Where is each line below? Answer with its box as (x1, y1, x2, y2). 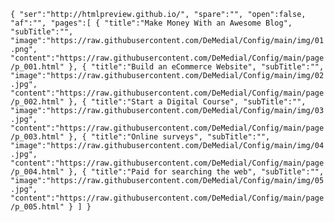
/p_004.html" (10, 167, 65, 177)
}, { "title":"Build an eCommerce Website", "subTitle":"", (68, 62, 325, 72)
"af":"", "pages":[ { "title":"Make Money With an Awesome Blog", (10, 18, 293, 28)
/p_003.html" (10, 132, 65, 142)
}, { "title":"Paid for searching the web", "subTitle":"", (68, 167, 325, 177)
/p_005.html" (10, 202, 65, 212)
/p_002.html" (10, 97, 65, 107)
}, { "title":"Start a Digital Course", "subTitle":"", (68, 97, 307, 107)
